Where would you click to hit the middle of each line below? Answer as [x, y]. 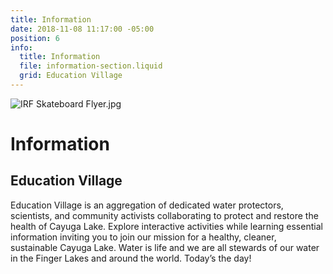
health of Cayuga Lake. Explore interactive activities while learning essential [166, 226]
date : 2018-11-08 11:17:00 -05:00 [82, 29]
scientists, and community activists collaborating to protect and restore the [164, 215]
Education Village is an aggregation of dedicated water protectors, [147, 205]
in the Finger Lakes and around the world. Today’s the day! [131, 258]
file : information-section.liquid [91, 66]
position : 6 [35, 38]
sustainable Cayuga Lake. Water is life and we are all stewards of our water [165, 247]
